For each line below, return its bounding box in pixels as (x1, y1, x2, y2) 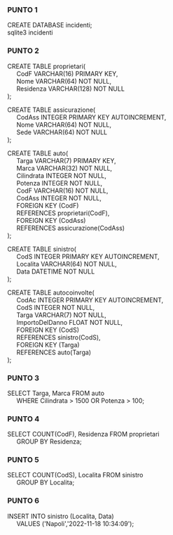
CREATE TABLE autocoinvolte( (7, 288, 95, 297)
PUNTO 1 (7, 5, 38, 15)
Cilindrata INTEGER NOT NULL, (16, 171, 107, 180)
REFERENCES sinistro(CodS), (16, 333, 101, 342)
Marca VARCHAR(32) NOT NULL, (16, 164, 113, 172)
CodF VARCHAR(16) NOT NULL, (16, 186, 109, 195)
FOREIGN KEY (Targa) (16, 340, 80, 349)
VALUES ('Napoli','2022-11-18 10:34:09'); (16, 519, 134, 528)
